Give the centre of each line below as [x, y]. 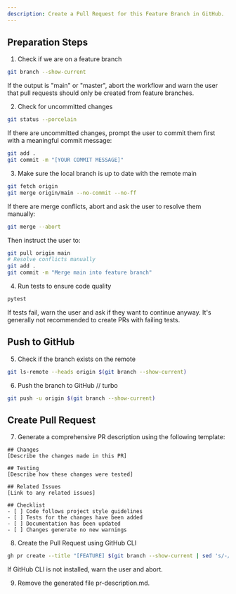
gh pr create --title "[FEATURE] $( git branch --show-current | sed [110, 556]
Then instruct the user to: [44, 240]
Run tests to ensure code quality [64, 286]
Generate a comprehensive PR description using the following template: [121, 437]
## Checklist [26, 505]
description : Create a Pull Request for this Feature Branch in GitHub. [116, 14]
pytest [17, 299]
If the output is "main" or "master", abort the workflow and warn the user [113, 86]
